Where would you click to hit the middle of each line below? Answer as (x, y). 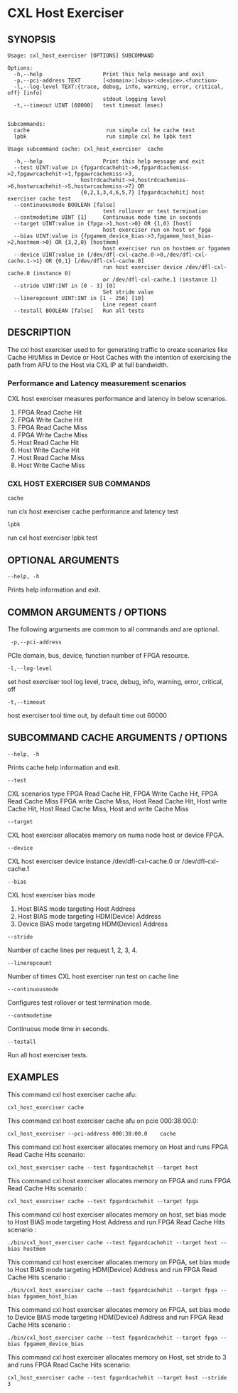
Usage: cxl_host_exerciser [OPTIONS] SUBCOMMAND (81, 55)
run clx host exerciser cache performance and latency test (93, 512)
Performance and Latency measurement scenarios (97, 383)
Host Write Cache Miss (51, 465)
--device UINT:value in (49, 255)
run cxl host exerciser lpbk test (53, 538)
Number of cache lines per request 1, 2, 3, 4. (72, 950)
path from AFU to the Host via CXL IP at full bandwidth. (88, 365)
